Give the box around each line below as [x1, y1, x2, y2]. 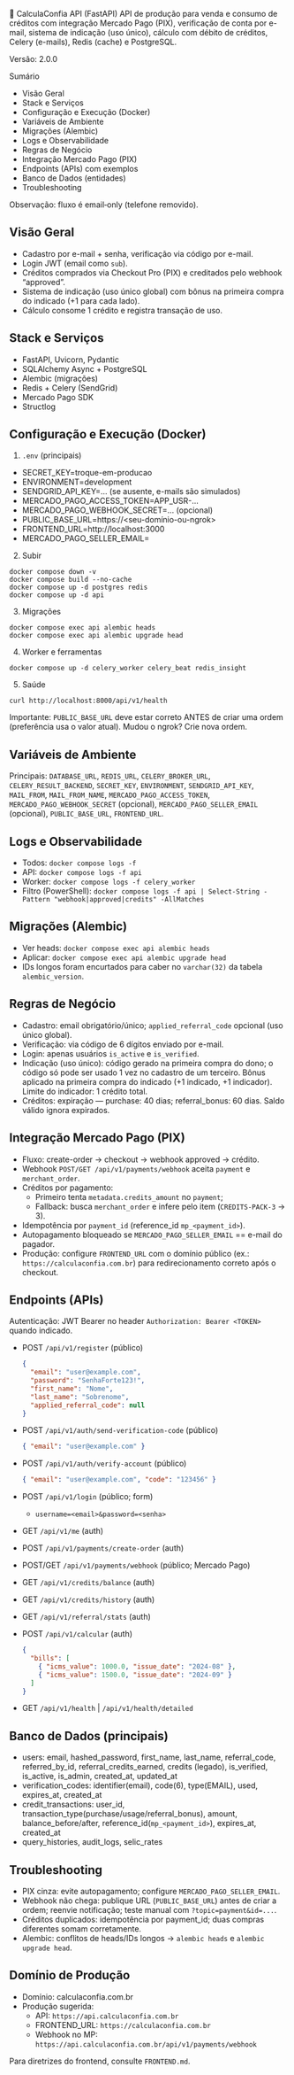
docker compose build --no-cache [9, 576, 132, 585]
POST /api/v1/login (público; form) [21, 1491, 154, 1502]
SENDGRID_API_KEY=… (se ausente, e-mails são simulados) [21, 486, 241, 497]
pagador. [21, 1238, 56, 1249]
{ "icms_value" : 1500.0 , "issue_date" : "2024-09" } [38, 1670, 232, 1679]
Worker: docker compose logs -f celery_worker [21, 877, 196, 887]
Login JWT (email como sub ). [21, 258, 128, 268]
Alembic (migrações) [21, 373, 99, 383]
